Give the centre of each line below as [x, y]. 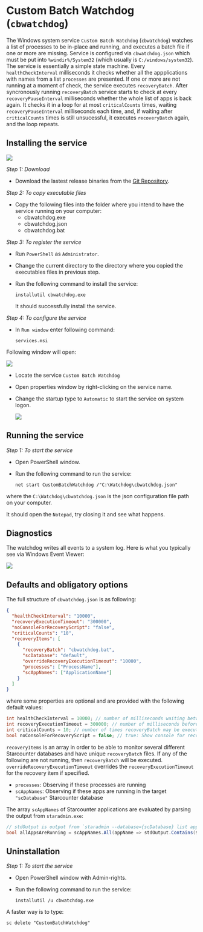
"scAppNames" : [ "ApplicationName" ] [67, 672]
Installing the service [47, 143]
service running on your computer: [58, 211]
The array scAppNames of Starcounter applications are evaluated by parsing [99, 809]
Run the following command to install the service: [76, 283]
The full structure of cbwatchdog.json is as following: [71, 599]
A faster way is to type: [35, 912]
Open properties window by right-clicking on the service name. [94, 387]
